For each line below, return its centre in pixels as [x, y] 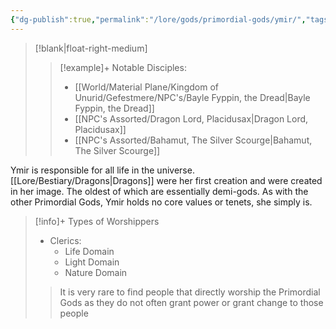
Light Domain [92, 262]
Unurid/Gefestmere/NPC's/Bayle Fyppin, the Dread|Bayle [192, 97]
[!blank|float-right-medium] [91, 48]
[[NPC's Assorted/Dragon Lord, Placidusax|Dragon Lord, [191, 118]
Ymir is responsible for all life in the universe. [102, 170]
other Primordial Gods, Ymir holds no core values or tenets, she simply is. [161, 202]
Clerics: [65, 240]
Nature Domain [96, 272]
